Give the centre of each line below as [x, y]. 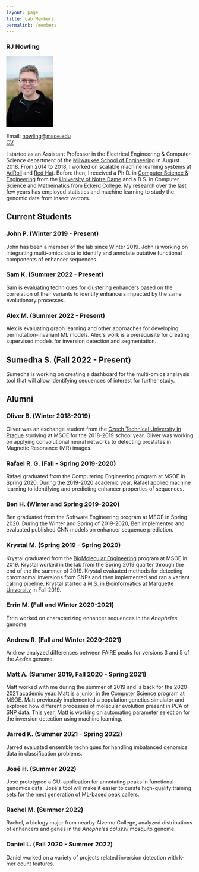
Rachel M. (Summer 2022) [45, 810]
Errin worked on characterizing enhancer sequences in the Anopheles [92, 618]
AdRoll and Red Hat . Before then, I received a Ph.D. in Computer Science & [97, 173]
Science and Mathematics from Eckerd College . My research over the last [96, 185]
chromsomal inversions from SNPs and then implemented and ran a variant [98, 577]
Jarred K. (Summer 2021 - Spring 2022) [64, 734]
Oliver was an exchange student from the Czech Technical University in [94, 429]
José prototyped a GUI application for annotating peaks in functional [90, 782]
